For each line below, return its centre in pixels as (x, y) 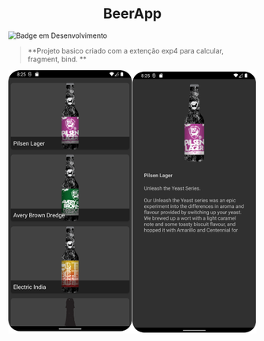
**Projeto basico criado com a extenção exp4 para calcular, (126, 50)
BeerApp (132, 14)
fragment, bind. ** (57, 59)
